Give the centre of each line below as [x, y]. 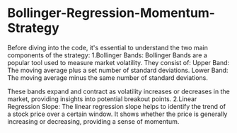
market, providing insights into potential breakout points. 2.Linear [102, 99]
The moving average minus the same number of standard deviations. [108, 77]
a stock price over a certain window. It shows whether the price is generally [117, 114]
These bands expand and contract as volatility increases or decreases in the [118, 91]
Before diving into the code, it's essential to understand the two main [108, 47]
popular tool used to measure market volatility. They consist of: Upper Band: [118, 62]
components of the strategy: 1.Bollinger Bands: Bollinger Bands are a [107, 55]
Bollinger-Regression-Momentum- [111, 13]
